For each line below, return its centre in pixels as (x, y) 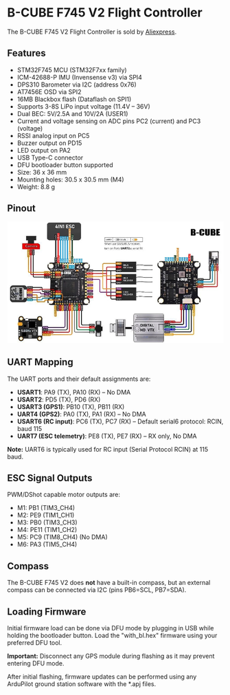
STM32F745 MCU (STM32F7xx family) (72, 69)
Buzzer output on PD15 (49, 143)
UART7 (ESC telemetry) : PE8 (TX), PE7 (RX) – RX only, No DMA (107, 436)
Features (26, 53)
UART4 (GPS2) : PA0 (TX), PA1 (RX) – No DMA (81, 414)
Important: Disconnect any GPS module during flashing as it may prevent (111, 656)
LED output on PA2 (44, 150)
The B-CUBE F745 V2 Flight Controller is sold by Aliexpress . (92, 32)
